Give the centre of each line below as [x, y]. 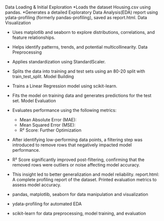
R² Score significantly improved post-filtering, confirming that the [78, 160]
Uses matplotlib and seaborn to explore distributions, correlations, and [83, 32]
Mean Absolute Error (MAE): [48, 120]
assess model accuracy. [37, 185]
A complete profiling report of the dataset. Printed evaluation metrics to [84, 180]
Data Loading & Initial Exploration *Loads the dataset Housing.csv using [78, 7]
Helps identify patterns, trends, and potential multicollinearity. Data [80, 47]
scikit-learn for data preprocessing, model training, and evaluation [79, 213]
